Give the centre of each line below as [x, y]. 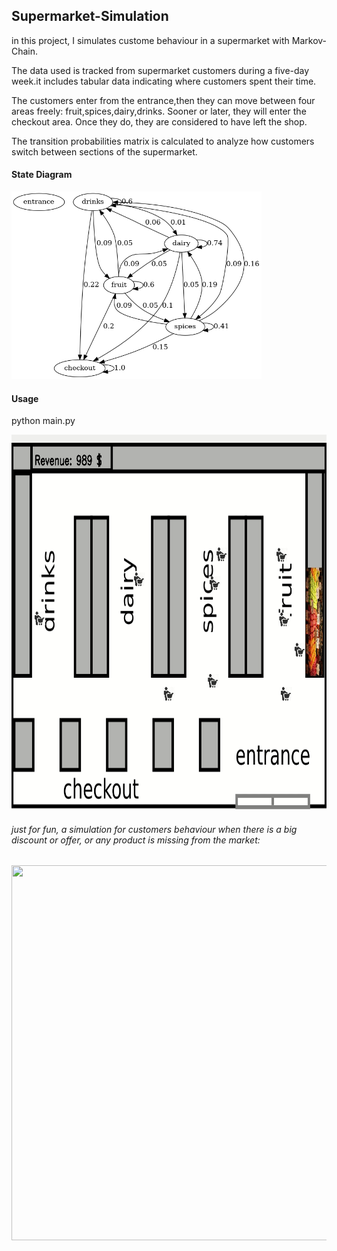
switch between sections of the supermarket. [104, 151]
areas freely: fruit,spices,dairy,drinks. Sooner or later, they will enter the [159, 111]
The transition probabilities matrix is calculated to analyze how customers [163, 141]
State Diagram [42, 175]
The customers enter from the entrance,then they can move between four [163, 100]
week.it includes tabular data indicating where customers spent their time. [164, 81]
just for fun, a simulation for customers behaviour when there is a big [154, 829]
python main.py [43, 421]
